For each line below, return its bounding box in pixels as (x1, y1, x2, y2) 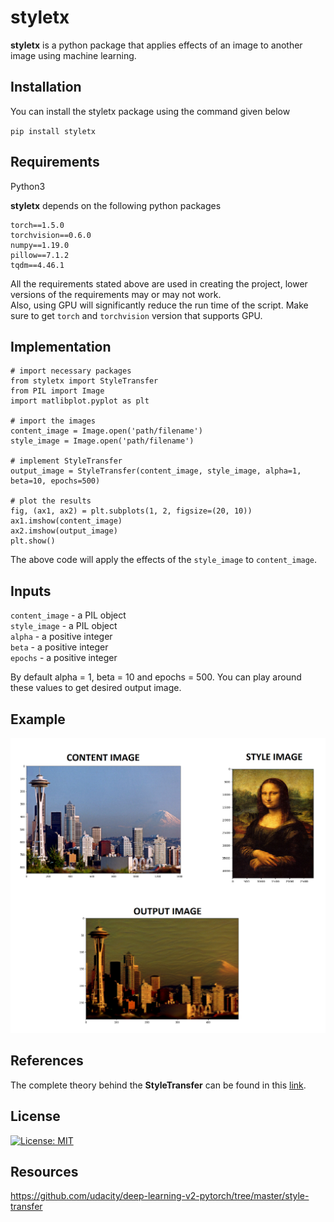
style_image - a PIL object (10, 620, 118, 632)
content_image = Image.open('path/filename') (10, 426, 203, 436)
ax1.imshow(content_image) (10, 516, 123, 526)
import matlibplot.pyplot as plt (10, 396, 150, 406)
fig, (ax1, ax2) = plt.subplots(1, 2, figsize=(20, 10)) (10, 506, 253, 516)
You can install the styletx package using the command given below (10, 105, 291, 117)
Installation (10, 79, 82, 96)
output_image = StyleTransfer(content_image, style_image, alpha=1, (10, 466, 302, 476)
